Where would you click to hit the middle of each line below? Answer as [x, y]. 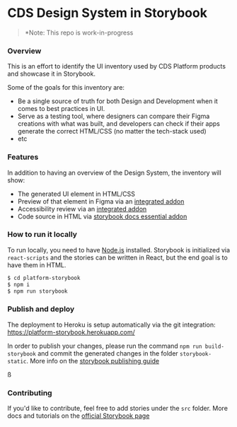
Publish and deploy [41, 309]
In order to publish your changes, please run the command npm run [105, 346]
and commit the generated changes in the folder [108, 353]
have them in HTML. [37, 265]
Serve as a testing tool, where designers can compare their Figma [114, 116]
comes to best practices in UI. [61, 109]
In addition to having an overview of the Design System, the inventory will [114, 172]
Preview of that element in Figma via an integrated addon [101, 201]
